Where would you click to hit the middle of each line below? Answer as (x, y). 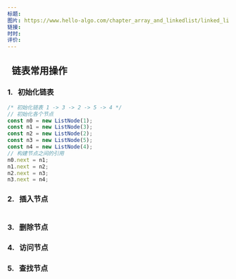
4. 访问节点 (28, 248)
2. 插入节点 (28, 199)
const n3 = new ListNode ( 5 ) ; (50, 141)
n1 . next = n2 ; (28, 167)
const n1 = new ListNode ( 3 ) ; (50, 127)
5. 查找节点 (27, 268)
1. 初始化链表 (31, 93)
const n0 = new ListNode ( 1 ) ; (50, 121)
